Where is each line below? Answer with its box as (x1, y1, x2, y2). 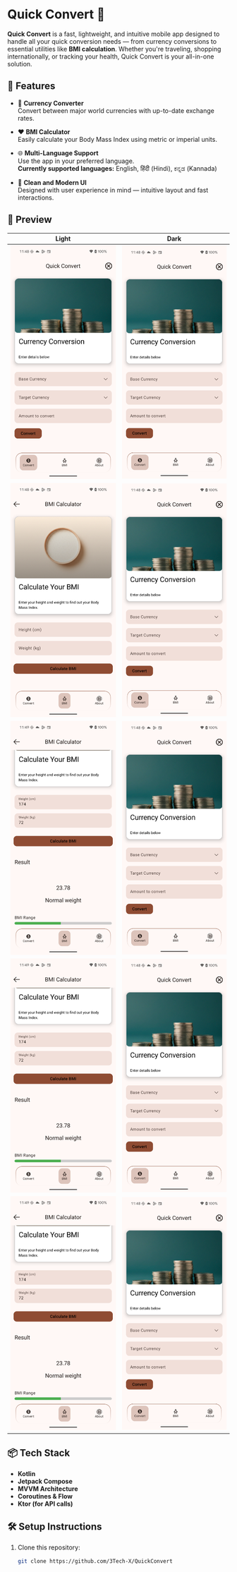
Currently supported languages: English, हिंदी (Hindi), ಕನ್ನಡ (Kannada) (17, 164, 217, 172)
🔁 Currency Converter (17, 99, 84, 107)
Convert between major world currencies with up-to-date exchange (17, 106, 215, 115)
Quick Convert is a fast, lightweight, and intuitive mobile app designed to (7, 30, 220, 38)
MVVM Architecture (17, 1485, 78, 1493)
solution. (7, 59, 33, 68)
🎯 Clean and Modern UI (17, 178, 87, 186)
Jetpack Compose (17, 1477, 73, 1485)
